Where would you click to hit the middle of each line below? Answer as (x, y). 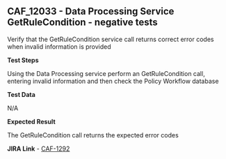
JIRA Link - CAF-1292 (39, 149)
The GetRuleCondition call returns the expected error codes (93, 135)
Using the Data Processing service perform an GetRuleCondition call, (106, 73)
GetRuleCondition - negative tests (82, 23)
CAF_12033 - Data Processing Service (91, 12)
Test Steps (23, 60)
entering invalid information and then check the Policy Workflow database (113, 81)
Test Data (22, 94)
